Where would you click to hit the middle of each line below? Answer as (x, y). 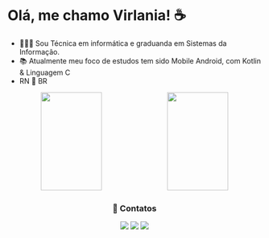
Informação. (39, 51)
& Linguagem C (45, 72)
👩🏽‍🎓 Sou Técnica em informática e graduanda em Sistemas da (123, 43)
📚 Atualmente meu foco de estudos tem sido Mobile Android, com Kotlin (140, 60)
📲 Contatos (134, 208)
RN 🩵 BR (33, 80)
